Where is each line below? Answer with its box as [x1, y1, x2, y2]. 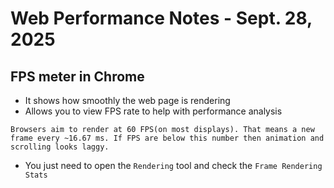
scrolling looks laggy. [10, 142, 110, 152]
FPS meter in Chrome [10, 68, 145, 85]
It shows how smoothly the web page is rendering [24, 95, 231, 106]
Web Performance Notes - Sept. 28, [10, 7, 313, 30]
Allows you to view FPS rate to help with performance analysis [24, 105, 283, 117]
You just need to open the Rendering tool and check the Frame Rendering [24, 160, 323, 171]
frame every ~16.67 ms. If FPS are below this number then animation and [10, 133, 325, 143]
